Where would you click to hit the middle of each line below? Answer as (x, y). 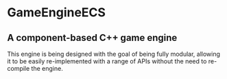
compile (19, 68)
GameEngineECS (57, 13)
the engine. (47, 68)
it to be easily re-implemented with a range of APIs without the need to (107, 61)
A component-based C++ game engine (92, 38)
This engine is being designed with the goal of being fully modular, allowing (114, 54)
